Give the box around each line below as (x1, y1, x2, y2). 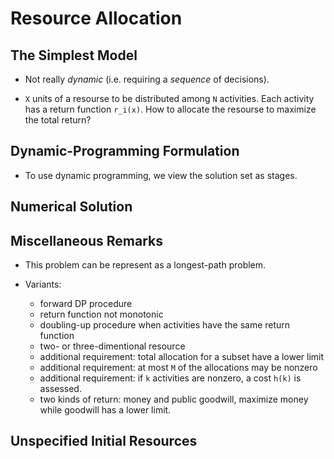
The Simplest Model (10, 47, 138, 64)
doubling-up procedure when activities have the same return (39, 319, 291, 331)
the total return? (24, 114, 92, 126)
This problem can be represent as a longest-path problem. (24, 259, 267, 271)
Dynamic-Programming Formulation (10, 143, 240, 160)
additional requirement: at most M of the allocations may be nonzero (39, 362, 318, 374)
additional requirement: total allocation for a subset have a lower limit (39, 351, 325, 363)
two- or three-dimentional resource (39, 340, 186, 352)
